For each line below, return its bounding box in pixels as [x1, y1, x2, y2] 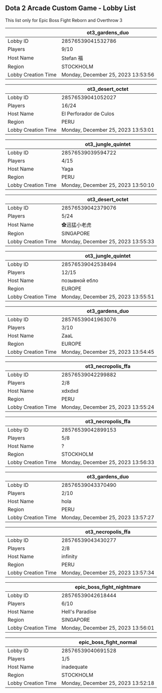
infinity [61, 553, 78, 560]
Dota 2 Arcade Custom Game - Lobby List [5, 4, 136, 12]
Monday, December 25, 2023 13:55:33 [61, 238, 155, 245]
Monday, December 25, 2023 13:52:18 [61, 680, 155, 687]
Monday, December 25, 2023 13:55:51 [61, 293, 155, 300]
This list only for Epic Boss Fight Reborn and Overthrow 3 [5, 17, 123, 23]
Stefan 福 [61, 54, 83, 61]
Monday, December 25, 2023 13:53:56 [61, 71, 155, 78]
